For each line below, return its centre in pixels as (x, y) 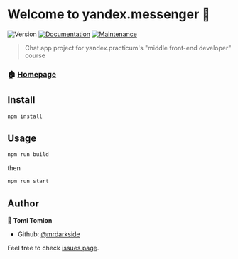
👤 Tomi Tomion (30, 220)
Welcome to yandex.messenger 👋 (109, 15)
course (35, 55)
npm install (25, 116)
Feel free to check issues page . (53, 248)
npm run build (28, 155)
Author (23, 203)
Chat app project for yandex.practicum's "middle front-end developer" (128, 48)
